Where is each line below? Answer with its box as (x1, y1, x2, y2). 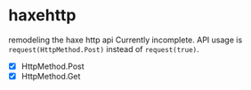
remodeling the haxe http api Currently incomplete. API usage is (8, 34, 243, 45)
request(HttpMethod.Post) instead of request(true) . (8, 43, 199, 54)
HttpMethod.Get (20, 71, 81, 81)
